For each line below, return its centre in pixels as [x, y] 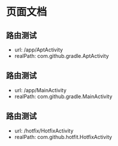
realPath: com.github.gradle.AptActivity [62, 56]
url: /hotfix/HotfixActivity [44, 131]
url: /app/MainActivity [40, 90]
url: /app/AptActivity [39, 50]
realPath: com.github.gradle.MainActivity [63, 96]
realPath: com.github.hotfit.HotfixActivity [63, 137]
